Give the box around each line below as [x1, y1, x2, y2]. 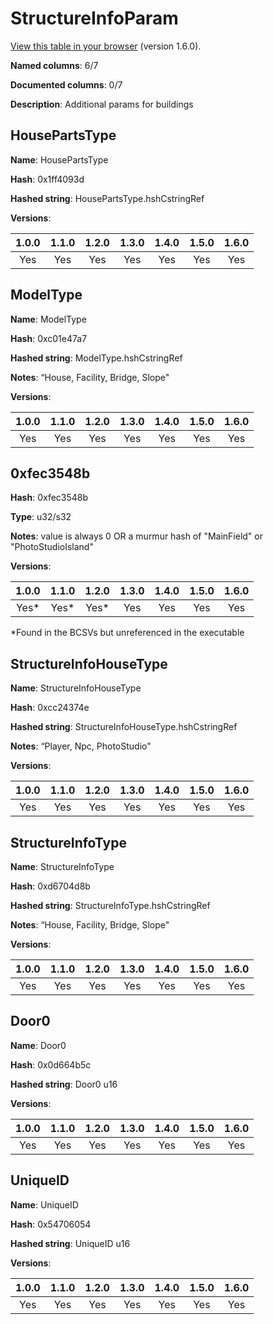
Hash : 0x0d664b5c [10, 1058, 92, 1071]
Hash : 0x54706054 [10, 1218, 92, 1230]
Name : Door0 [10, 1039, 67, 1051]
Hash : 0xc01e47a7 [10, 332, 88, 344]
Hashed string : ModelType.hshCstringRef [10, 352, 183, 364]
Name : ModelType [10, 313, 87, 325]
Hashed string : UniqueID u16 [10, 1237, 131, 1249]
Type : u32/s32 [10, 511, 72, 523]
